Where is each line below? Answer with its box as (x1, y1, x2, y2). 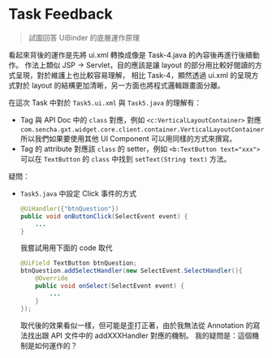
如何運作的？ (34, 340, 78, 350)
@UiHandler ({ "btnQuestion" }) (19, 205, 119, 213)
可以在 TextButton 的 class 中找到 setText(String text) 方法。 (19, 153, 231, 163)
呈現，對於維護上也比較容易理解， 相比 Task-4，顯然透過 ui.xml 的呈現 (15, 70, 252, 80)
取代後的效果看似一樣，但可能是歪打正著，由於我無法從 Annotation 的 (19, 320, 253, 330)
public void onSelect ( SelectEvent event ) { (35, 282, 185, 291)
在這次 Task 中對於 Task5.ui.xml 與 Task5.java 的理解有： (8, 97, 202, 107)
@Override (35, 274, 68, 283)
